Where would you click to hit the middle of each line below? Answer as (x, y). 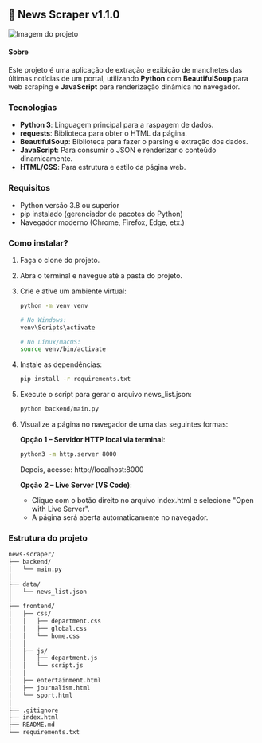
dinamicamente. (46, 159)
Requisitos (29, 188)
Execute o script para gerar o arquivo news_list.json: (106, 395)
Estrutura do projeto (48, 537)
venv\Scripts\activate (57, 328)
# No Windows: (43, 320)
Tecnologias (33, 107)
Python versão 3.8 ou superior (70, 205)
